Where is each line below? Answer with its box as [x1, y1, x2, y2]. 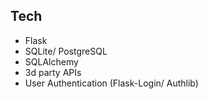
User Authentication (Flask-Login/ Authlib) [24, 77, 199, 89]
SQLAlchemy [24, 55, 79, 68]
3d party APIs [24, 66, 82, 78]
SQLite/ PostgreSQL [24, 45, 108, 57]
